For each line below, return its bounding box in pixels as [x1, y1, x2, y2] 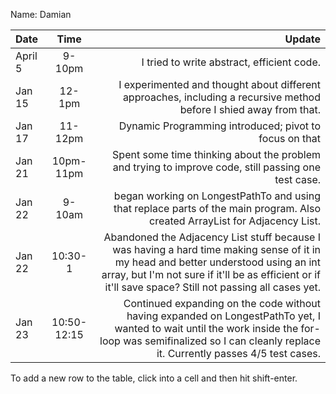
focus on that [258, 132, 321, 145]
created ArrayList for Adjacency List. [149, 214, 321, 228]
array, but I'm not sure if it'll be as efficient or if [101, 268, 321, 281]
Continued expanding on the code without [123, 297, 321, 310]
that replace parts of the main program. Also [113, 202, 321, 215]
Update [284, 32, 321, 46]
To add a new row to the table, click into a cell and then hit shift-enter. [10, 372, 298, 384]
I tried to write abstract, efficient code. [141, 55, 321, 69]
